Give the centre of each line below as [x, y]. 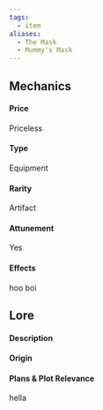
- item [29, 26]
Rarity [21, 188]
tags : [19, 17]
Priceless [26, 128]
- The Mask [37, 42]
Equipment [29, 168]
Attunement [32, 228]
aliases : [25, 34]
